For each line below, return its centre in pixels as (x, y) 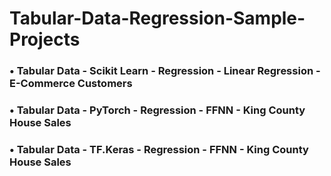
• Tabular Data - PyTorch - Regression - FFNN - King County (157, 110)
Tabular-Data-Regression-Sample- (157, 18)
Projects (45, 39)
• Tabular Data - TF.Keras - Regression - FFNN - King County (159, 149)
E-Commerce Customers (71, 84)
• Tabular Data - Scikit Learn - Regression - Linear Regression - (165, 71)
